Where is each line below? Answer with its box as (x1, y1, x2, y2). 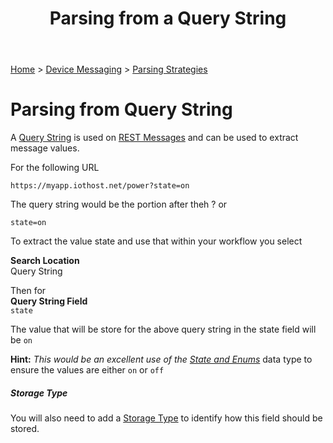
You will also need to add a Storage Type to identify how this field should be (10, 412, 323, 424)
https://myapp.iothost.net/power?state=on (10, 181, 190, 191)
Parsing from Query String (10, 98, 233, 121)
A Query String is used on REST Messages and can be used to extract (10, 132, 299, 144)
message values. (10, 142, 80, 154)
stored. (10, 423, 40, 435)
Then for (10, 285, 47, 297)
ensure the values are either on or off (10, 364, 165, 376)
